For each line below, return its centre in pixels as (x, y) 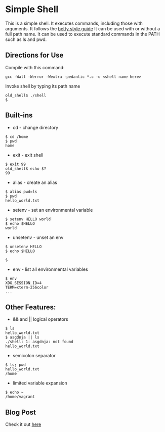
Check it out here (23, 424)
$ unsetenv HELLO (24, 247)
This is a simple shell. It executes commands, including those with (74, 23)
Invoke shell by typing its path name (43, 86)
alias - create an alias (35, 182)
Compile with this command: (35, 67)
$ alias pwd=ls (21, 191)
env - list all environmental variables (50, 269)
